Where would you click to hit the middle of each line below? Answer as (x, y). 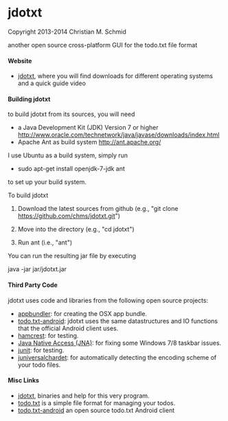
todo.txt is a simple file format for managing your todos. (96, 402)
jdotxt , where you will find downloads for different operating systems (115, 76)
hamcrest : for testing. (48, 335)
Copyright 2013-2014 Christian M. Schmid (67, 32)
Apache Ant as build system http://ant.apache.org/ (89, 142)
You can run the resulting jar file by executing (72, 256)
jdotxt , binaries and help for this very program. (83, 396)
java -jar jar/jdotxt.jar (37, 269)
